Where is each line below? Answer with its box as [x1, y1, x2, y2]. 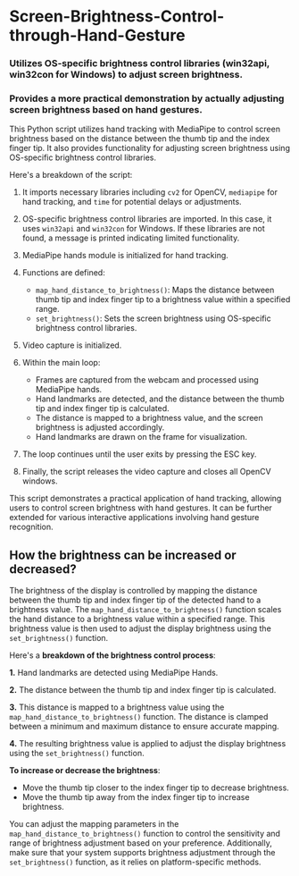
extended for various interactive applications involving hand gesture [9, 512, 260, 523]
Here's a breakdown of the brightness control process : [9, 650, 216, 661]
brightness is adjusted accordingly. [35, 422, 165, 433]
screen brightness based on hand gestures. [9, 104, 203, 116]
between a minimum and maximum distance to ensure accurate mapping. [9, 721, 279, 732]
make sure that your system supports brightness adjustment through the [9, 847, 276, 858]
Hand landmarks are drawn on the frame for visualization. [35, 432, 248, 442]
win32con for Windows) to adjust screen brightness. [9, 69, 244, 81]
